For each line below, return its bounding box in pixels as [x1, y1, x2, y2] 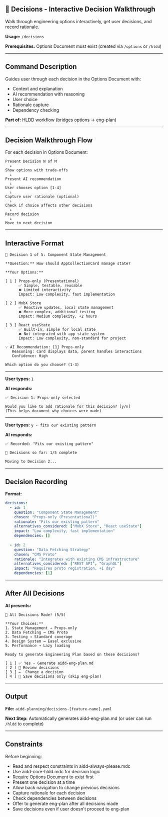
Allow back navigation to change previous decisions [12, 784, 120, 790]
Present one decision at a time [12, 779, 75, 785]
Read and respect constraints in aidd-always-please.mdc [12, 763, 130, 769]
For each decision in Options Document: [5, 149, 88, 155]
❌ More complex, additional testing [18, 310, 96, 315]
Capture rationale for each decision [12, 790, 85, 796]
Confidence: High [11, 353, 48, 358]
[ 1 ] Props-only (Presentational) [5, 279, 79, 284]
